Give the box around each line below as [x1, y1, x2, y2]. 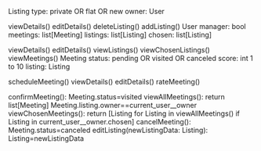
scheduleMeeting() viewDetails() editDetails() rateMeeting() [8, 77, 201, 86]
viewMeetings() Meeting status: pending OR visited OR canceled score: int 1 [8, 54, 253, 63]
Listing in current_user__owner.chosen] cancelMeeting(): [8, 117, 191, 126]
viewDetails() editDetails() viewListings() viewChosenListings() [8, 45, 210, 54]
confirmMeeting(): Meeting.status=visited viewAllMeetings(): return [8, 92, 226, 101]
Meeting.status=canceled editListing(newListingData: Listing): [8, 125, 208, 135]
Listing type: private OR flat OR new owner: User [8, 7, 165, 16]
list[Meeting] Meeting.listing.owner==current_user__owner [8, 101, 198, 110]
